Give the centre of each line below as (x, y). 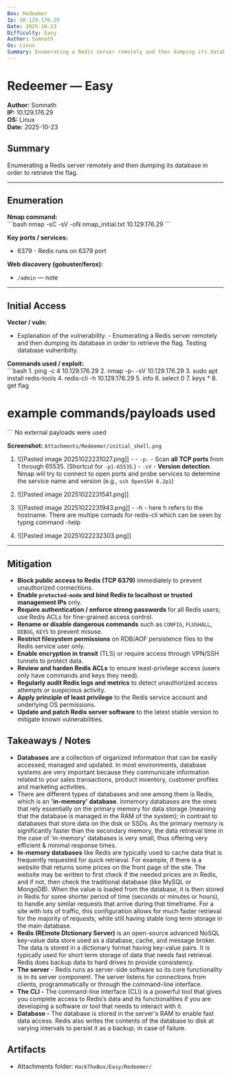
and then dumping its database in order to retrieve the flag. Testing (112, 343)
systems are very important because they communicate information (113, 772)
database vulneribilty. (48, 350)
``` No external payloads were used (57, 433)
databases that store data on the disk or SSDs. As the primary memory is (120, 823)
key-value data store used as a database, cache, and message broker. (117, 940)
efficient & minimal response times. (67, 845)
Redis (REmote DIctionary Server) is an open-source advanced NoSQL (118, 932)
